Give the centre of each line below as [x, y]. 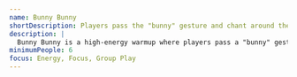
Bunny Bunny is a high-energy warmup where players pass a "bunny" [144, 42]
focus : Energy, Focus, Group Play [73, 58]
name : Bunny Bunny [43, 17]
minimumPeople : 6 [41, 50]
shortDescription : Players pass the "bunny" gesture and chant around [142, 26]
